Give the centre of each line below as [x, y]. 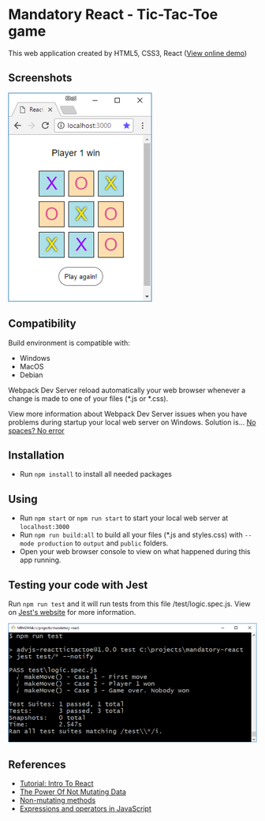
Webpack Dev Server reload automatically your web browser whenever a [127, 390]
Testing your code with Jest [78, 585]
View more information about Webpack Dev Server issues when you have [128, 414]
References [37, 765]
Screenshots [40, 78]
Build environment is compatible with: [69, 343]
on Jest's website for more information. [72, 612]
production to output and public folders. [103, 543]
